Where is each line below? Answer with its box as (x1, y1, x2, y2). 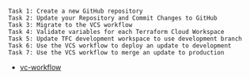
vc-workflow (19, 62, 62, 72)
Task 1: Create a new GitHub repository (8, 7, 144, 15)
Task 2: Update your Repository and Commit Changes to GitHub (8, 14, 218, 22)
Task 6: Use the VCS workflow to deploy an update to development (8, 42, 232, 50)
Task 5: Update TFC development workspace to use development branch (8, 35, 243, 43)
